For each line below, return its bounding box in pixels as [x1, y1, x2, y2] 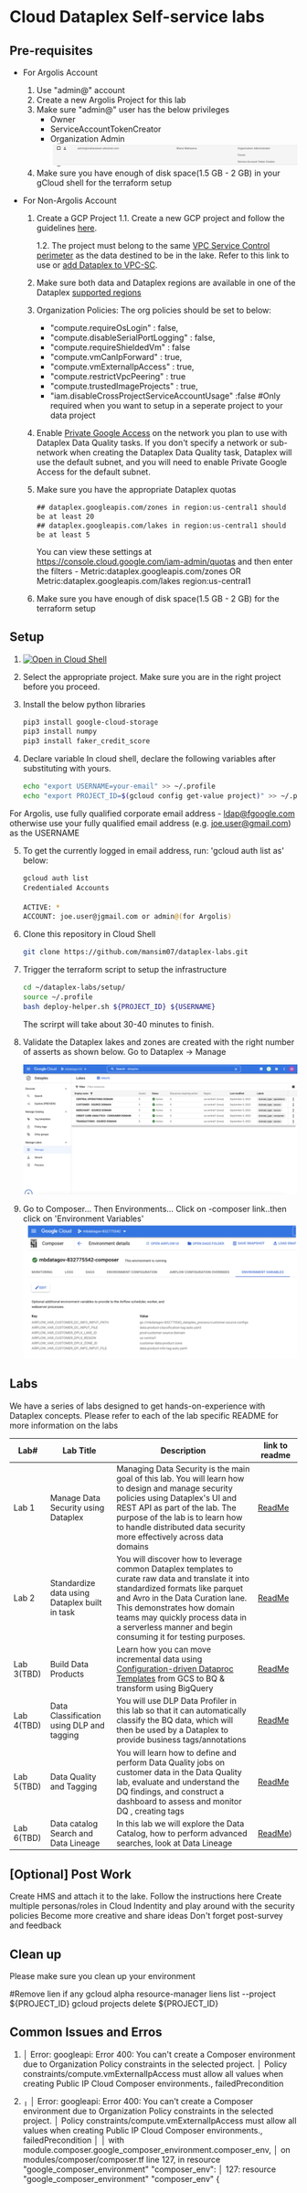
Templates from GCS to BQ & [116, 1673, 226, 1684]
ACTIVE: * [22, 902, 61, 911]
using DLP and [49, 1719, 105, 1730]
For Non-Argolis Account [22, 195, 117, 206]
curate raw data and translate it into [116, 1572, 249, 1583]
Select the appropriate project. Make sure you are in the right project [22, 671, 281, 682]
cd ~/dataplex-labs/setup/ [22, 983, 126, 993]
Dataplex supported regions [36, 286, 142, 298]
